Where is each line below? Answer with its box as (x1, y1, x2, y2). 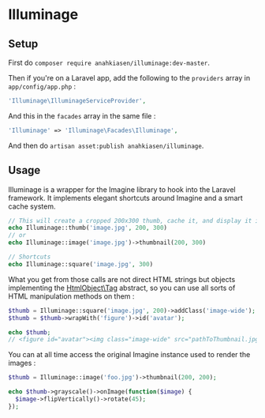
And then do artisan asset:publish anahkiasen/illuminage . (8, 141, 204, 150)
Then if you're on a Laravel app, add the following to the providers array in (8, 73, 251, 82)
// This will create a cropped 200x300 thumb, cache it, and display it (8, 217, 252, 224)
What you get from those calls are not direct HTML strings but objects (8, 274, 236, 284)
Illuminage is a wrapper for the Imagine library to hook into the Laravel (8, 184, 236, 194)
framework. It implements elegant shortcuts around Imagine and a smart (8, 193, 243, 202)
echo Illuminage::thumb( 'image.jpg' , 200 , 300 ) (8, 224, 168, 232)
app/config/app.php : (8, 81, 77, 91)
